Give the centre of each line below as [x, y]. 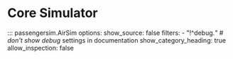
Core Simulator [53, 13]
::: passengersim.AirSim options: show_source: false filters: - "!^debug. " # [115, 33]
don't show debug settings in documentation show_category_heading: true [116, 40]
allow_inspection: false [41, 48]
